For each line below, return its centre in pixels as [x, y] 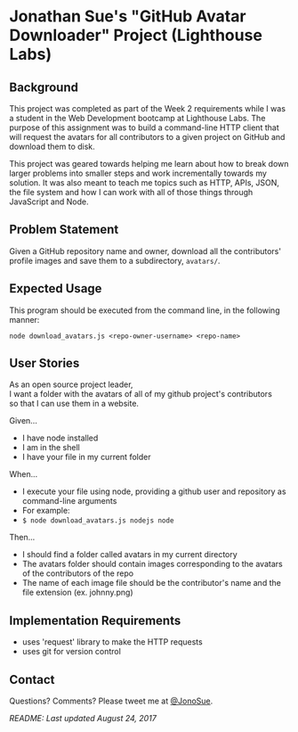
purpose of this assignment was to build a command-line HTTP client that [144, 127]
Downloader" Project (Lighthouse [136, 35]
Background [44, 87]
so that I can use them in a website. [74, 404]
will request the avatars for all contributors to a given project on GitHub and [147, 137]
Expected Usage [56, 288]
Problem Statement [64, 230]
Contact [32, 679]
